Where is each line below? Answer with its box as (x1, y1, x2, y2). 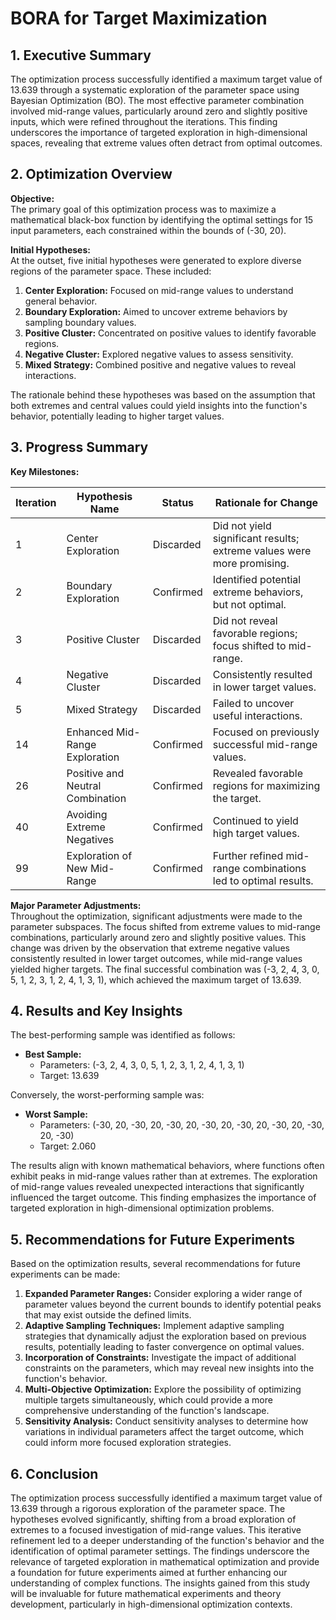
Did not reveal (212, 613, 278, 627)
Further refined (212, 848, 284, 862)
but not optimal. (212, 597, 287, 611)
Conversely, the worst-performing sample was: (10, 1089, 205, 1101)
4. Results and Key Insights (10, 1003, 183, 1020)
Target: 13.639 (39, 1070, 100, 1082)
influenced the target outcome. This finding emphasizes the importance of (10, 1192, 317, 1204)
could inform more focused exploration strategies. (24, 1437, 232, 1449)
